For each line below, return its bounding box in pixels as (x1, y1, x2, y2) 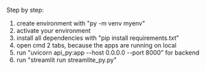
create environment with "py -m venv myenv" (16, 19, 146, 27)
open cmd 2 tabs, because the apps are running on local (16, 41, 176, 49)
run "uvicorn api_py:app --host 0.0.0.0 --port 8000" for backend (16, 48, 200, 57)
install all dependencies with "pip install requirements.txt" (16, 34, 180, 42)
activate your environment (16, 27, 91, 34)
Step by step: (6, 6, 44, 14)
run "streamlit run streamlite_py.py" (16, 56, 117, 64)
